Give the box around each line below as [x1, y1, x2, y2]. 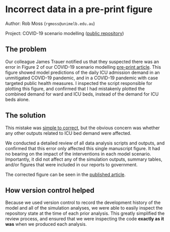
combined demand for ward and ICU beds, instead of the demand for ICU [5, 91, 159, 97]
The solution [5, 111, 46, 120]
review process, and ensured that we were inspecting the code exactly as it [5, 216, 164, 222]
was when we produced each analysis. [5, 221, 87, 227]
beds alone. [5, 96, 30, 102]
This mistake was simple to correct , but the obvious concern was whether [5, 125, 160, 131]
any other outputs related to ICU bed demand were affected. [5, 130, 131, 136]
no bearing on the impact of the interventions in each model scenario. [5, 151, 151, 157]
